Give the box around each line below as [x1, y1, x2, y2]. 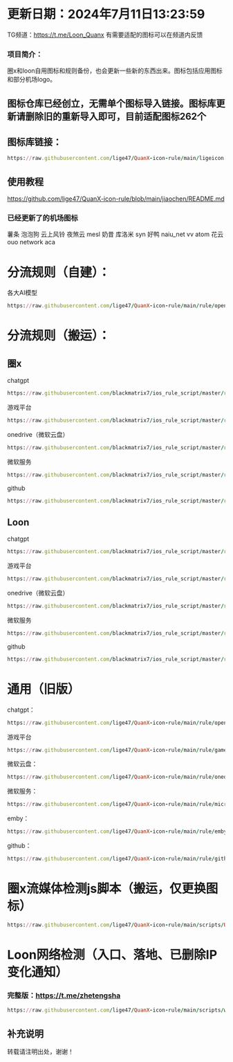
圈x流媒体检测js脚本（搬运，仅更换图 [7, 881, 218, 897]
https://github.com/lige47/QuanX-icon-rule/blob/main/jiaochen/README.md [7, 195, 225, 203]
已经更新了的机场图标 [7, 213, 78, 223]
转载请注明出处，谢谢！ [7, 1047, 74, 1056]
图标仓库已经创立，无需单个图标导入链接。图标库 [7, 98, 216, 109]
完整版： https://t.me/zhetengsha [7, 991, 121, 1000]
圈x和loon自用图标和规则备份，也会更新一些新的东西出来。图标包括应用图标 [7, 66, 223, 75]
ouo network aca [7, 238, 55, 246]
